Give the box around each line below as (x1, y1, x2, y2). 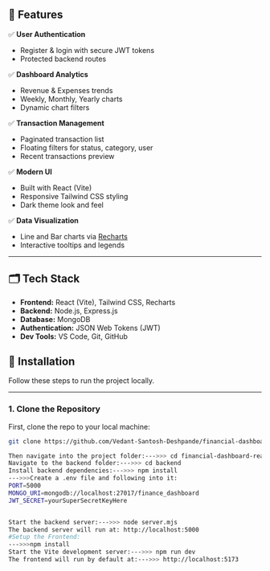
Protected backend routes (19, 54, 107, 63)
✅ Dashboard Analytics (8, 69, 88, 79)
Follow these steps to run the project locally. (8, 376, 155, 385)
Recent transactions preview (19, 151, 115, 161)
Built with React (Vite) (19, 182, 92, 193)
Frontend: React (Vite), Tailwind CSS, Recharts (19, 297, 176, 307)
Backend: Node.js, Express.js (19, 306, 118, 316)
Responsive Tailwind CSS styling (19, 191, 129, 201)
